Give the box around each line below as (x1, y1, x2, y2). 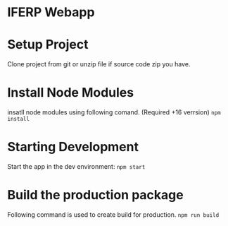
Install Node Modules (7, 85, 134, 101)
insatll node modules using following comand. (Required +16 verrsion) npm (7, 108, 221, 117)
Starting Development (7, 139, 139, 155)
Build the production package (7, 187, 184, 203)
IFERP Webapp (7, 4, 95, 20)
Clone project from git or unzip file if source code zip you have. (7, 60, 191, 69)
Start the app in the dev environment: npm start (7, 162, 146, 170)
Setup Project (7, 37, 89, 53)
